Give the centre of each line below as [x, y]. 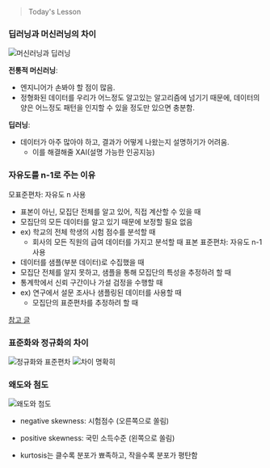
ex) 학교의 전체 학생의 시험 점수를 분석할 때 [88, 232]
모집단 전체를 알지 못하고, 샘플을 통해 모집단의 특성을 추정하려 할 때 [126, 272]
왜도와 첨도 [29, 385]
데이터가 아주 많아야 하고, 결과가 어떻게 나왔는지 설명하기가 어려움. [124, 142]
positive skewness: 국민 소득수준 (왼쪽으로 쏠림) [97, 438]
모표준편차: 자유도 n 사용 [47, 194]
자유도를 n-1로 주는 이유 [52, 175]
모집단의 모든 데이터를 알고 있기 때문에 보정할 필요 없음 [106, 221]
